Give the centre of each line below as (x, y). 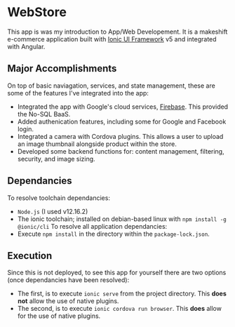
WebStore (37, 12)
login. (25, 129)
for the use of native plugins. (59, 316)
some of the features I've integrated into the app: (78, 93)
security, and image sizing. (56, 159)
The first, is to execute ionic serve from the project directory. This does (122, 294)
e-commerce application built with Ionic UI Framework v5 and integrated (112, 39)
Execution (30, 256)
